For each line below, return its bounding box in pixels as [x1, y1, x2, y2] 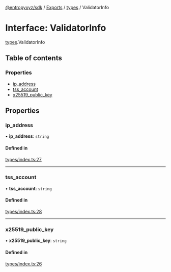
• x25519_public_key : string [5, 237, 67, 244]
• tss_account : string [5, 185, 52, 191]
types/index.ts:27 [5, 156, 42, 162]
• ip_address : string [5, 133, 49, 139]
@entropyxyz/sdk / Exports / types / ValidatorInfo [5, 5, 109, 10]
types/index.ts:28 [5, 209, 42, 215]
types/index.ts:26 [5, 260, 42, 267]
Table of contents [5, 54, 62, 63]
